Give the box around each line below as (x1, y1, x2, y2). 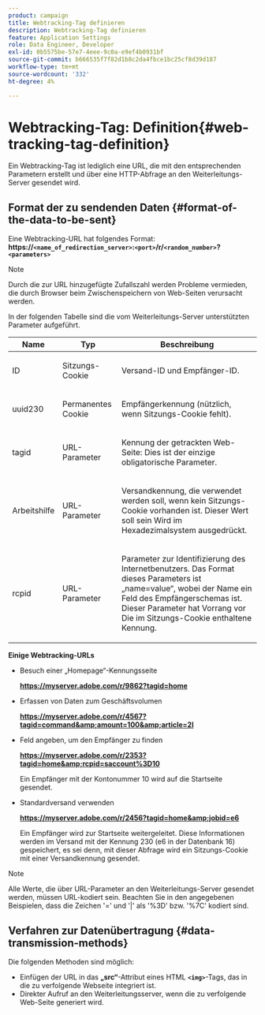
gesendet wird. (31, 178, 80, 188)
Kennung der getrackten (121, 437, 211, 448)
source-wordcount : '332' (8, 70, 90, 78)
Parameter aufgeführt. (8, 320, 80, 330)
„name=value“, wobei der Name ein (121, 583, 252, 594)
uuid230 (12, 404, 44, 415)
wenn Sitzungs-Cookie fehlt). (121, 409, 232, 420)
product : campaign (8, 11, 69, 20)
